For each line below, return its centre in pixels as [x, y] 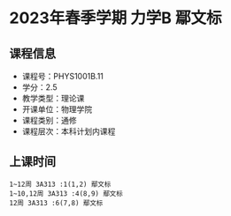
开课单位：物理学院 [57, 109]
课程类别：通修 [49, 120]
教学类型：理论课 [53, 98]
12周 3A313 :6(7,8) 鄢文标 [56, 203]
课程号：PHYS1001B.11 [63, 76]
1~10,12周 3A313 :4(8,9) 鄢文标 [66, 194]
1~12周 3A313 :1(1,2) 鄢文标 [60, 184]
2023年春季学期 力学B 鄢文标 [116, 18]
